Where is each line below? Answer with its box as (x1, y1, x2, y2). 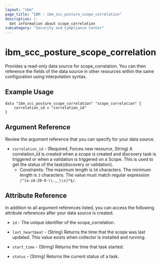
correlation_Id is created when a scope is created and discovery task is (12, 151, 156, 157)
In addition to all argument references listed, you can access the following (5, 204, 155, 210)
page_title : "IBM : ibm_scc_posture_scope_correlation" (5, 12, 122, 17)
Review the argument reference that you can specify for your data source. (5, 136, 155, 142)
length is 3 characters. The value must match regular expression (19, 172, 150, 178)
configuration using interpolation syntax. (5, 74, 87, 79)
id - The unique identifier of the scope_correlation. (12, 219, 115, 225)
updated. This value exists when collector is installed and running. (12, 234, 146, 240)
